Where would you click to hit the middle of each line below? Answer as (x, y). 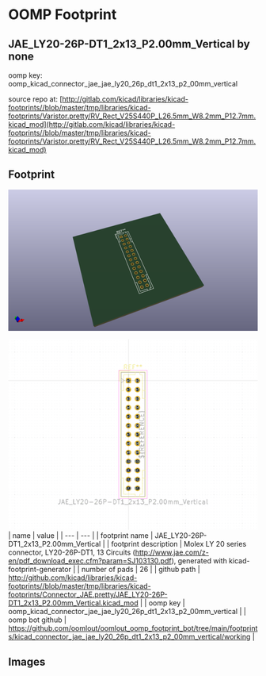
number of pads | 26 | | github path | (141, 570)
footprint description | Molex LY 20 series (179, 544)
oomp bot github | (38, 620)
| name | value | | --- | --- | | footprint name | (81, 536)
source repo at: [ (35, 99)
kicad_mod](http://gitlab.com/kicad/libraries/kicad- (92, 124)
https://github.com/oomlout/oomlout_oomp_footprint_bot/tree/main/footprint (133, 628)
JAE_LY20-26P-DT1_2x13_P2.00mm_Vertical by (129, 44)
